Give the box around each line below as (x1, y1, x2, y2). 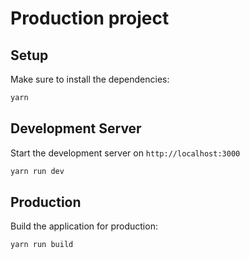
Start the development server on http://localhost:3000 (10, 147, 241, 159)
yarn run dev (10, 166, 65, 176)
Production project (10, 7, 170, 30)
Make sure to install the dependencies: (10, 73, 170, 85)
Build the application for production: (10, 220, 158, 232)
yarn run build (10, 240, 74, 250)
